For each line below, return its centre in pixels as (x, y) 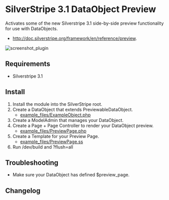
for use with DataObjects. (31, 28)
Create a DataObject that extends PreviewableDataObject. (73, 109)
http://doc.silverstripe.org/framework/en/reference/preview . (75, 38)
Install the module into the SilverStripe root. (57, 104)
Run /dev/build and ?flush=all (43, 147)
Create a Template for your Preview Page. (56, 136)
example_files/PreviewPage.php (53, 131)
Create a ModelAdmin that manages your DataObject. (68, 120)
